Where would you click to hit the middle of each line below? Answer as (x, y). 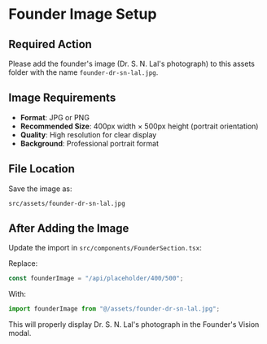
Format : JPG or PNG (55, 117)
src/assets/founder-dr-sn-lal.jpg (67, 203)
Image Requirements (62, 98)
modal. (20, 333)
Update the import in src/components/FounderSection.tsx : (105, 248)
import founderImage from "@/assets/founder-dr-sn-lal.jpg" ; (114, 309)
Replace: (23, 263)
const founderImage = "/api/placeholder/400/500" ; (96, 279)
